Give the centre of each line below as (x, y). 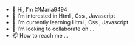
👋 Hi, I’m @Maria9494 (40, 9)
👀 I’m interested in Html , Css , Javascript (64, 16)
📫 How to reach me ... (40, 36)
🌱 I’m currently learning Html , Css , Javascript (70, 22)
